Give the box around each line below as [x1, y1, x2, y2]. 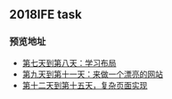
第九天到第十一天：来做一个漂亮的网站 [21, 69, 163, 79]
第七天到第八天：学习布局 [21, 57, 117, 68]
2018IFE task [9, 7, 82, 22]
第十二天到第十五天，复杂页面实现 [21, 79, 148, 90]
